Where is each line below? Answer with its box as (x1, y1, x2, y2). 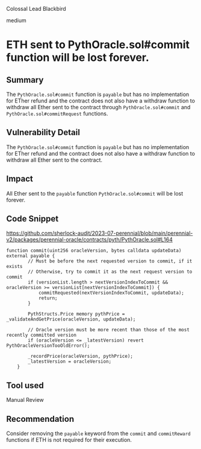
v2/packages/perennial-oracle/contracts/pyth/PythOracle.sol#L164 (6, 236, 173, 243)
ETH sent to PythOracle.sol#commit (6, 38, 190, 52)
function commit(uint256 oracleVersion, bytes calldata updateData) (6, 247, 182, 254)
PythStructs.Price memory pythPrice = (28, 311, 125, 317)
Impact (6, 174, 33, 184)
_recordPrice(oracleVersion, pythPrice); (28, 353, 134, 360)
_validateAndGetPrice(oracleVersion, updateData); (6, 316, 136, 322)
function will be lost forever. (6, 51, 149, 65)
